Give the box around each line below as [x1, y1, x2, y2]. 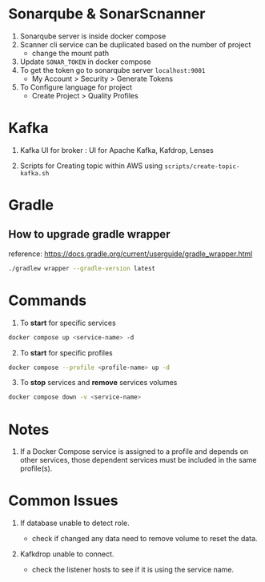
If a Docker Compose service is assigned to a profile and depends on [19, 447, 249, 456]
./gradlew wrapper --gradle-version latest [8, 264, 156, 272]
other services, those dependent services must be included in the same [19, 456, 257, 465]
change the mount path [31, 48, 110, 58]
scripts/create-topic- [163, 162, 240, 171]
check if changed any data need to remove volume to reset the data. [31, 534, 258, 544]
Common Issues [8, 492, 118, 510]
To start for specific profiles [19, 347, 114, 357]
